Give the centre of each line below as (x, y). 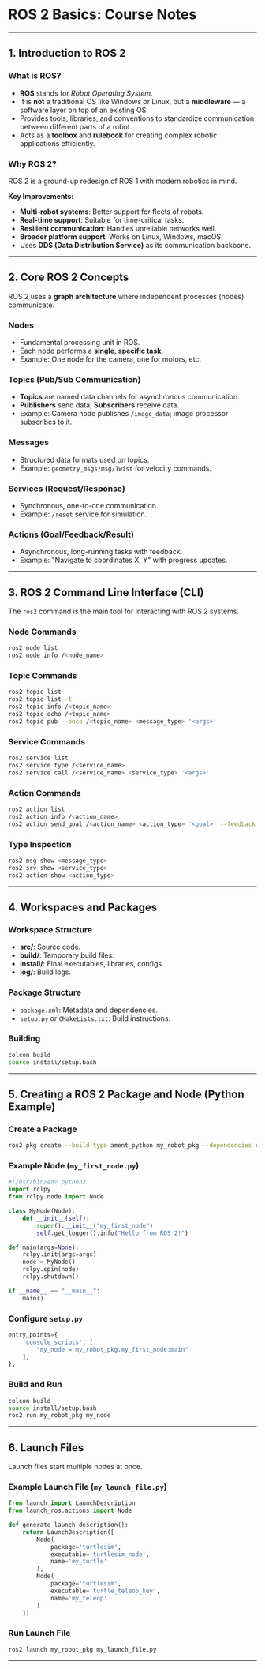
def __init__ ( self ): (56, 1218)
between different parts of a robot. (76, 126)
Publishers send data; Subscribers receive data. (99, 405)
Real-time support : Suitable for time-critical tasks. (102, 219)
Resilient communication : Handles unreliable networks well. (118, 228)
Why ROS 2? (32, 163)
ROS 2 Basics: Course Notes (103, 15)
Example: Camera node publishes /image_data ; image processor (124, 414)
